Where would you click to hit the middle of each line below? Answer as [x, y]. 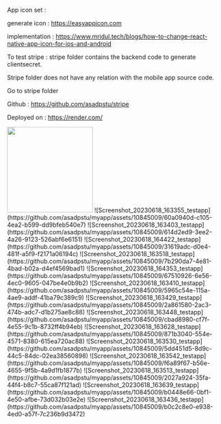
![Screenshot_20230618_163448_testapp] [145, 312]
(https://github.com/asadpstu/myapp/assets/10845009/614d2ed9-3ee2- [109, 232]
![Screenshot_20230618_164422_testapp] [142, 239]
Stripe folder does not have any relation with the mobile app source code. [110, 77]
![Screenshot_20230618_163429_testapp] [144, 298]
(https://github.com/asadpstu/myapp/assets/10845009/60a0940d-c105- [110, 217]
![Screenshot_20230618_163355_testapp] [152, 210]
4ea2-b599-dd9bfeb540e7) [47, 225]
